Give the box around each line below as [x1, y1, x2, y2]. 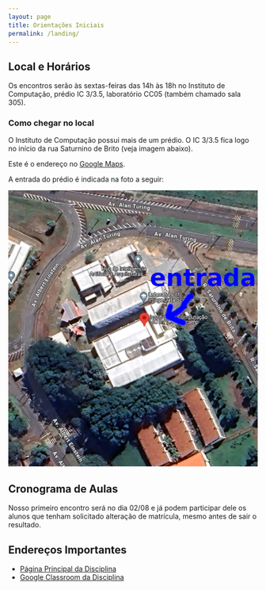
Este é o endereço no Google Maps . [8, 159, 125, 169]
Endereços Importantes [8, 543, 127, 557]
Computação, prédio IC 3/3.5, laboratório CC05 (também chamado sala [8, 90, 241, 99]
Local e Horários [8, 59, 91, 73]
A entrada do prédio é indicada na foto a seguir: [8, 174, 165, 184]
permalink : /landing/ [8, 29, 80, 37]
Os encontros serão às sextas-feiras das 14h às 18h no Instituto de [8, 81, 226, 90]
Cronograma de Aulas [8, 482, 119, 496]
